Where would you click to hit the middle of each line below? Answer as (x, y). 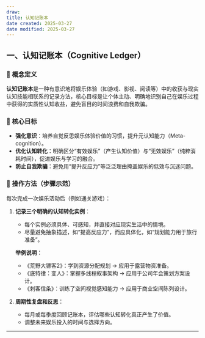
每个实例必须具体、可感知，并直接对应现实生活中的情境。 (96, 224)
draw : (13, 12)
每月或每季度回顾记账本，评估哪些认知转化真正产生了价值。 (99, 314)
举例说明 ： (29, 252)
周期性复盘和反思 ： (39, 301)
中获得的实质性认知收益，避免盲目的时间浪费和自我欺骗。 (78, 104)
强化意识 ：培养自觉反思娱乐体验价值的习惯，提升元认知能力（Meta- (100, 136)
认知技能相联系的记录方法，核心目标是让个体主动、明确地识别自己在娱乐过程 (103, 96)
